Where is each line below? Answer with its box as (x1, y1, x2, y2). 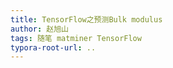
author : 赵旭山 (10, 24, 69, 34)
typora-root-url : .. (10, 42, 97, 53)
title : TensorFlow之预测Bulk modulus (10, 14, 163, 25)
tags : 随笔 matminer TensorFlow (10, 33, 142, 43)
